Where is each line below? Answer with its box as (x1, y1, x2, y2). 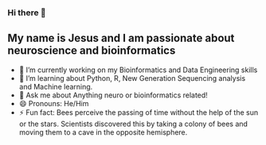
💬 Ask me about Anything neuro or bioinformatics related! (18, 90, 208, 100)
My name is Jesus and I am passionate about (7, 32, 235, 45)
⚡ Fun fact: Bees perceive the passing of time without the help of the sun (18, 107, 259, 117)
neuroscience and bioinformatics (7, 44, 176, 58)
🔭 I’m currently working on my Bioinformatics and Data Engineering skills (18, 65, 258, 74)
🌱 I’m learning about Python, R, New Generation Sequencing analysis (18, 73, 246, 82)
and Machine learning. (18, 82, 93, 91)
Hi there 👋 (7, 7, 47, 18)
